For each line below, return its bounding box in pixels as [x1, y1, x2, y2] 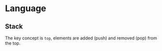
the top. [5, 40, 21, 46]
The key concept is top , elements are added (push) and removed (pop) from [5, 35, 158, 41]
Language [5, 3, 47, 14]
